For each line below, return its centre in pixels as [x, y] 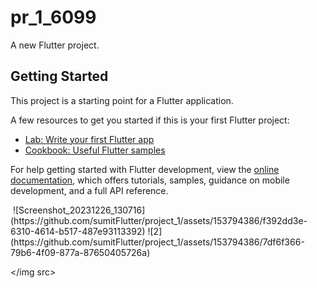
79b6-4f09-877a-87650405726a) [80, 252]
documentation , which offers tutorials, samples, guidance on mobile [150, 180]
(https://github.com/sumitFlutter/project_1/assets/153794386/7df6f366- [157, 242]
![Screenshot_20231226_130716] [79, 210]
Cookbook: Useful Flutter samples [95, 150]
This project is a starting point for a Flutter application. [122, 100]
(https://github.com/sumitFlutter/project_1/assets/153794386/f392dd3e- [159, 220]
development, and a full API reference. [89, 190]
